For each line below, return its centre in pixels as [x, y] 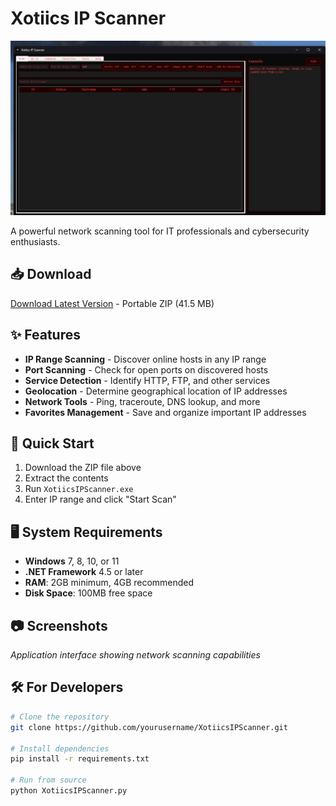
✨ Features [45, 335]
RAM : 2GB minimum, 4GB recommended [109, 583]
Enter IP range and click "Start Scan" [100, 499]
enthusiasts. [35, 241]
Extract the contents [66, 478]
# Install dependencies [60, 748]
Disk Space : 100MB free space [88, 593]
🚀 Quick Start [52, 443]
